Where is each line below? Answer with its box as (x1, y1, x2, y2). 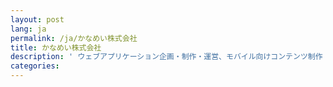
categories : (10, 61, 60, 71)
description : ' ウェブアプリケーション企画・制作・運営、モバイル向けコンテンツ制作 (10, 52, 323, 62)
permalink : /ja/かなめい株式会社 (10, 33, 138, 43)
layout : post (10, 14, 65, 25)
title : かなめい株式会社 (10, 42, 102, 53)
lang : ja (10, 24, 47, 34)
